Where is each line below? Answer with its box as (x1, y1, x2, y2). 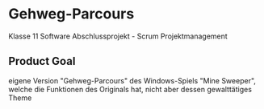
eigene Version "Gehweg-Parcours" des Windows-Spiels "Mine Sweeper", (8, 75, 257, 85)
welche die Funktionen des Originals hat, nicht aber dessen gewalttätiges (8, 84, 253, 94)
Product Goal (8, 54, 76, 68)
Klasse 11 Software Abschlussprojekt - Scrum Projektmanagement (8, 31, 228, 41)
